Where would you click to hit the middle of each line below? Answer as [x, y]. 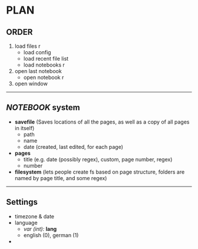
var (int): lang [40, 229]
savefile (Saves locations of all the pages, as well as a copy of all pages [102, 122]
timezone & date [34, 216]
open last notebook [38, 71]
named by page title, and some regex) [61, 178]
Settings [22, 202]
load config [37, 52]
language [26, 223]
